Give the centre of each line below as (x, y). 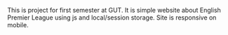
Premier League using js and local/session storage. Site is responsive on (112, 17)
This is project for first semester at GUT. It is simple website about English (114, 10)
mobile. (18, 25)
